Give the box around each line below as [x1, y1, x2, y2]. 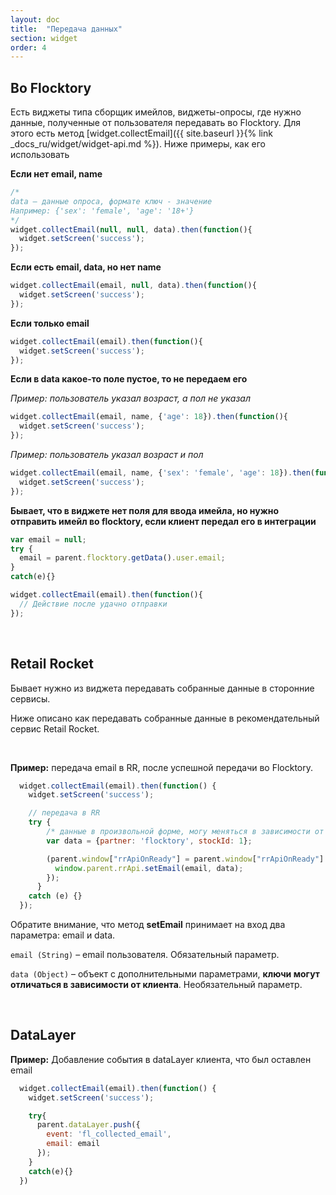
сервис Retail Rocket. [10, 722, 100, 735]
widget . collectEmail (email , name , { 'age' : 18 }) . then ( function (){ [10, 412, 288, 422]
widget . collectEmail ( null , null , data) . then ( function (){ [10, 224, 253, 235]
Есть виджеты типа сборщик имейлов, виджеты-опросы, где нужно [10, 106, 302, 118]
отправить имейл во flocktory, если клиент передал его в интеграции [10, 515, 317, 527]
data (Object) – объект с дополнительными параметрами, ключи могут [10, 968, 320, 980]
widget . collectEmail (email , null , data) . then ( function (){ [10, 281, 257, 291]
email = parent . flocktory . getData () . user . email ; [19, 553, 226, 563]
